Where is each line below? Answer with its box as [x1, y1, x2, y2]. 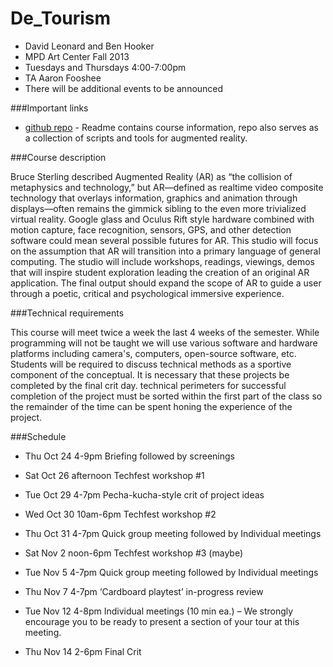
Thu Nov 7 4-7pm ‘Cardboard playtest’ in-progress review [24, 585, 264, 597]
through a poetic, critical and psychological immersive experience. [10, 287, 285, 299]
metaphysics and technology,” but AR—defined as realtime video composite [10, 181, 324, 193]
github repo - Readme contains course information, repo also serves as [24, 121, 319, 133]
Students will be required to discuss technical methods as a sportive [10, 358, 292, 370]
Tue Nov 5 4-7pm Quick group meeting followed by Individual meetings [24, 566, 319, 578]
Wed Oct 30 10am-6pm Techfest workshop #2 [24, 508, 217, 520]
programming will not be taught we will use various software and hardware [10, 337, 318, 349]
